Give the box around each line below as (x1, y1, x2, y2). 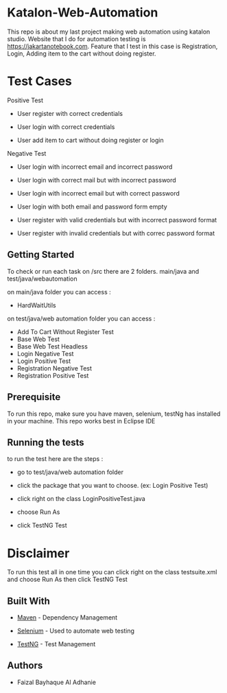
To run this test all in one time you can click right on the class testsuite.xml (7, 568, 217, 576)
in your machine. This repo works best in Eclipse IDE (7, 416, 156, 425)
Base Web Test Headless (16, 342, 88, 351)
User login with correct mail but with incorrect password (16, 176, 176, 184)
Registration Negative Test (16, 364, 93, 372)
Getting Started (7, 249, 75, 261)
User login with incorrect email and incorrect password (16, 163, 173, 171)
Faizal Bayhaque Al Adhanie (16, 678, 96, 686)
